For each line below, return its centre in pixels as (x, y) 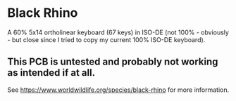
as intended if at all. (51, 73)
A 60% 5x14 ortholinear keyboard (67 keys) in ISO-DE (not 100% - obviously (118, 32)
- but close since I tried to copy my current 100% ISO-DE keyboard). (106, 39)
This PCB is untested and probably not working (113, 62)
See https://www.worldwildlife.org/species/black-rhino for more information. (118, 90)
